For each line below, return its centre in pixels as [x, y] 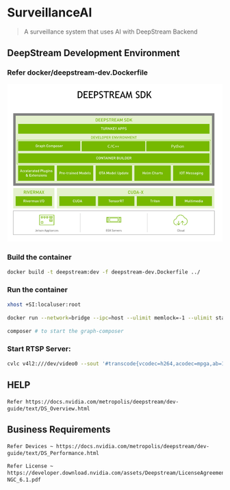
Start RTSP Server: [39, 349]
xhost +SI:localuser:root [44, 305]
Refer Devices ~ [30, 446]
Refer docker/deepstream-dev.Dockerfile [78, 73]
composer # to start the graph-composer [66, 331]
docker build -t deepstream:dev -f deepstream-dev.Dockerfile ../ [104, 272]
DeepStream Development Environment [93, 53]
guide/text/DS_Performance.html [53, 453]
